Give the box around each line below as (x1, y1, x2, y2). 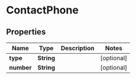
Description (60, 44, 95, 52)
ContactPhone (6, 4, 79, 17)
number (9, 64, 32, 71)
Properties (6, 27, 46, 37)
